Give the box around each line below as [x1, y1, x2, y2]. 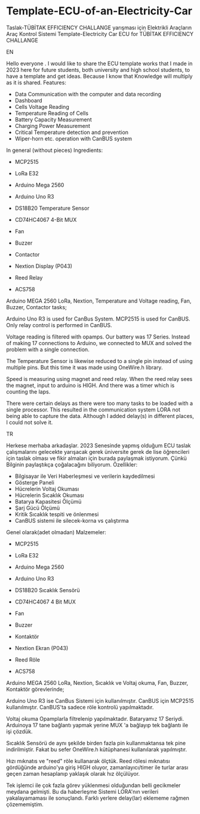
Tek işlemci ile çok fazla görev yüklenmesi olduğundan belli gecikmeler [6, 782, 181, 789]
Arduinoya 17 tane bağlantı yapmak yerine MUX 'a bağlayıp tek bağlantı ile [6, 721, 189, 728]
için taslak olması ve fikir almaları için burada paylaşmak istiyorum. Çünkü [6, 455, 187, 462]
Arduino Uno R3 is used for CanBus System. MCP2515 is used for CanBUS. [6, 315, 190, 322]
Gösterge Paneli [14, 478, 55, 486]
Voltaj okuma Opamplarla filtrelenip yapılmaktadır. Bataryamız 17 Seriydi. [6, 715, 184, 722]
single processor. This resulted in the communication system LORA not [6, 406, 180, 413]
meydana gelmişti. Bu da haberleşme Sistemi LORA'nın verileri [6, 788, 159, 795]
